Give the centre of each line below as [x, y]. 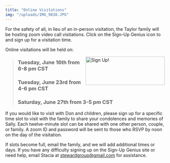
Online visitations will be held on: [39, 49]
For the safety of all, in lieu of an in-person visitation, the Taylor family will [82, 29]
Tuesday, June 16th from [49, 63]
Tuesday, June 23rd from [49, 82]
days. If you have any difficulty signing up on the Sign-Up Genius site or [80, 150]
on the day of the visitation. [34, 135]
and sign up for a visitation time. [39, 40]
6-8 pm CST [33, 69]
